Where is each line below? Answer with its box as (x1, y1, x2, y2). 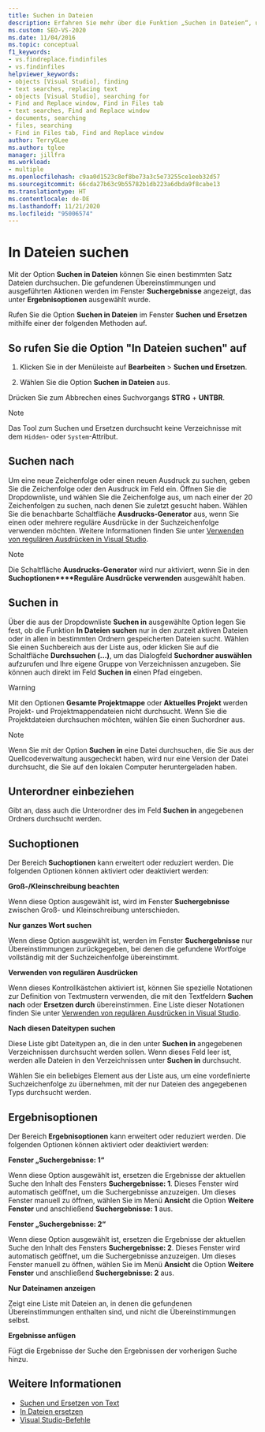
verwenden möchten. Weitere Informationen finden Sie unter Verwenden (8, 525, 244, 535)
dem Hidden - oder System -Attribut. (8, 432, 118, 441)
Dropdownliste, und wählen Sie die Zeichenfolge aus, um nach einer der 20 (8, 492, 253, 502)
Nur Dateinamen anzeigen (8, 1284, 96, 1293)
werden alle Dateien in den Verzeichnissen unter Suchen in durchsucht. (8, 1056, 242, 1065)
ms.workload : (8, 159, 51, 166)
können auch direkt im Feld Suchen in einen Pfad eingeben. (8, 667, 203, 677)
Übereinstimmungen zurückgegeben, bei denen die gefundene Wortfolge (8, 944, 247, 954)
